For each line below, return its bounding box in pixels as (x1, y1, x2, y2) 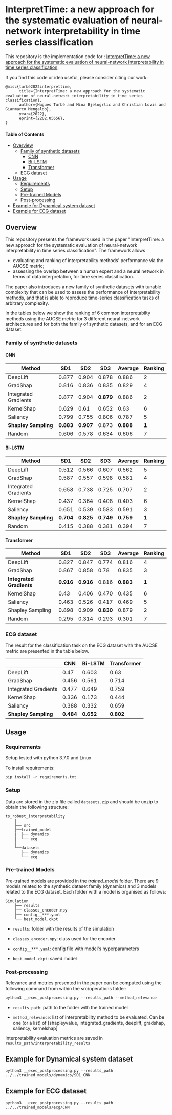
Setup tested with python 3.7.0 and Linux (5, 755, 92, 761)
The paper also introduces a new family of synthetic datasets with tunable (5, 284, 162, 290)
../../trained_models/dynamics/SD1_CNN (5, 1073, 91, 1078)
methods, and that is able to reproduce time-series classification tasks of (5, 294, 160, 301)
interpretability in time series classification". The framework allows (5, 247, 146, 253)
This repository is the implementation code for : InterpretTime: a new (5, 53, 150, 60)
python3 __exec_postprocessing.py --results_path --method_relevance (5, 995, 157, 1000)
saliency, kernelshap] (12, 1025, 58, 1031)
